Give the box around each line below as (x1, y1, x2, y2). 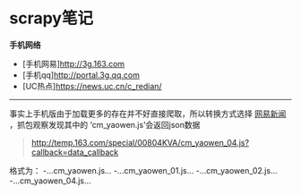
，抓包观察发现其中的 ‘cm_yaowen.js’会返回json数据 (9, 119, 201, 130)
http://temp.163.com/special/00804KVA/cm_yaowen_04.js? (30, 137, 249, 148)
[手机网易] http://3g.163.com (21, 58, 125, 69)
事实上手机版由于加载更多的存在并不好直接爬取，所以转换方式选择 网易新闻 (9, 108, 287, 119)
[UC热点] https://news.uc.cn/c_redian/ (21, 81, 163, 91)
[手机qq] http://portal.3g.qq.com (21, 69, 141, 81)
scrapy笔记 (9, 8, 94, 29)
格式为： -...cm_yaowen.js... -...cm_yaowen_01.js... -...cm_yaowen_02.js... (9, 165, 278, 175)
